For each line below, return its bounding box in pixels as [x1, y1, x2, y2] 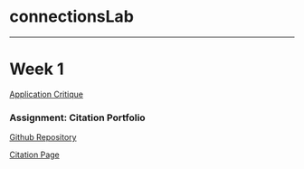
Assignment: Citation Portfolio [9, 111, 147, 124]
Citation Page [9, 149, 61, 160]
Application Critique [9, 89, 84, 99]
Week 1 [9, 59, 64, 80]
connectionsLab [9, 6, 134, 27]
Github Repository [9, 132, 77, 143]
